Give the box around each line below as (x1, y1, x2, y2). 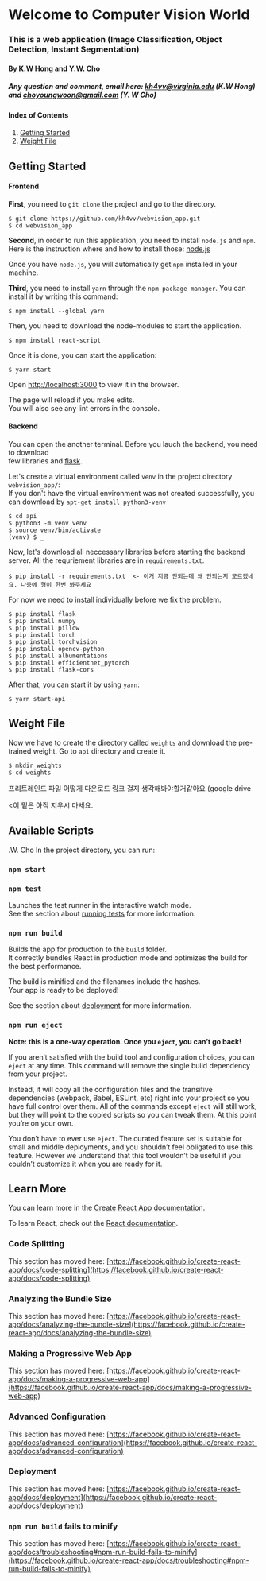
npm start (8, 865, 46, 874)
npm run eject (8, 1021, 63, 1030)
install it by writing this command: (8, 292, 118, 301)
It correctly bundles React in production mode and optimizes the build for (8, 953, 248, 963)
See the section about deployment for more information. (8, 1001, 192, 1010)
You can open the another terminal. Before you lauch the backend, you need (8, 440, 258, 449)
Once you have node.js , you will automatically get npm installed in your (8, 259, 238, 269)
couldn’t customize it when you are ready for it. (8, 1159, 163, 1168)
